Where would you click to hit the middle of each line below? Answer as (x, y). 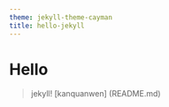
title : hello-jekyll (47, 26)
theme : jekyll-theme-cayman (61, 17)
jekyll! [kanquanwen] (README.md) (96, 94)
